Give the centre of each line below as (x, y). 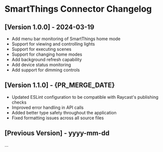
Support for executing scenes (41, 49)
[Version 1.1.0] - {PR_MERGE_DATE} (60, 85)
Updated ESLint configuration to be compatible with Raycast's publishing (85, 97)
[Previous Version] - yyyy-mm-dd (57, 133)
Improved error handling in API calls (48, 107)
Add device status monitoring (41, 65)
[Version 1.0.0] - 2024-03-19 (50, 27)
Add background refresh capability (47, 59)
